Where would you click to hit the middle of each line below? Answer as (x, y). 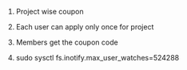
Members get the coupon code (67, 42)
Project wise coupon (50, 12)
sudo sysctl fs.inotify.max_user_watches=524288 (97, 58)
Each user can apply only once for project (85, 27)
